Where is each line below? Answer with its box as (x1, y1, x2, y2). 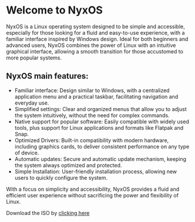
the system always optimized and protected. (14, 162, 122, 169)
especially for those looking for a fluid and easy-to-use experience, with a (6, 29, 185, 36)
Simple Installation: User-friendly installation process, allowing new (14, 168, 177, 175)
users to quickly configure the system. (14, 174, 107, 181)
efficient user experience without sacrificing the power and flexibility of (6, 191, 179, 199)
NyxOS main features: (6, 71, 89, 81)
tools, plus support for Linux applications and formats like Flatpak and (14, 124, 184, 131)
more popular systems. (6, 54, 62, 61)
